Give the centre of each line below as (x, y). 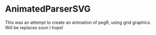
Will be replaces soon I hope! (34, 27)
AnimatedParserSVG (48, 9)
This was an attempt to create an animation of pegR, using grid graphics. (78, 22)
